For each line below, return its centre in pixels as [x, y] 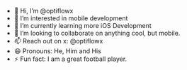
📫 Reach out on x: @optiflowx [58, 41]
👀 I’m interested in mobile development [71, 18]
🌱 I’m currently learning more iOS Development [83, 26]
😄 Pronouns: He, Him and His [57, 51]
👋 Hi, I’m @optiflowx [44, 11]
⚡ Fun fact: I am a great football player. [70, 59]
